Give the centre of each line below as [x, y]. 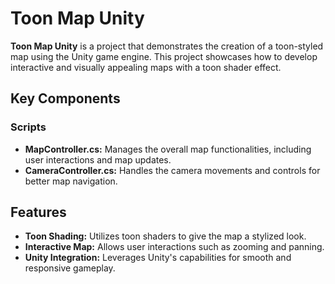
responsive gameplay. [70, 268]
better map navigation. [71, 181]
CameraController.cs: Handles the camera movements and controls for [172, 170]
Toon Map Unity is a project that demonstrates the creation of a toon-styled [167, 46]
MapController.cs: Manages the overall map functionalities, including [168, 149]
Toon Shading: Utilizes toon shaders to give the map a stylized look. [165, 236]
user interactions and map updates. [98, 159]
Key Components [65, 98]
